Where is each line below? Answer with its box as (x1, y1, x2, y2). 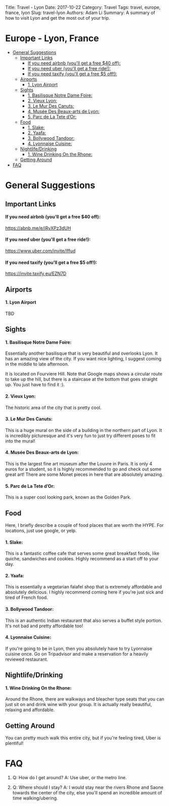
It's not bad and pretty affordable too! (5, 623, 83, 629)
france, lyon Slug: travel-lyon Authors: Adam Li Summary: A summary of (5, 10, 155, 16)
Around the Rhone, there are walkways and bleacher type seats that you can (5, 696, 164, 702)
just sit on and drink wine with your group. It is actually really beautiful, (5, 702, 152, 708)
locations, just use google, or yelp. (5, 527, 77, 533)
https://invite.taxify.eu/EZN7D (5, 271, 67, 277)
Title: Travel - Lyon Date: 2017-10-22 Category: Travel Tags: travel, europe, (5, 5, 161, 10)
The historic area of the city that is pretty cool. (5, 404, 102, 410)
